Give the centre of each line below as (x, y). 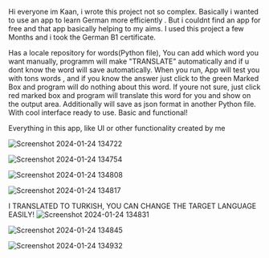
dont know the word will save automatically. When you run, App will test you (134, 70)
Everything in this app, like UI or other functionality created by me (117, 128)
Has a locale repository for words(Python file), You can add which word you (134, 53)
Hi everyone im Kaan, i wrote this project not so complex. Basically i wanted (134, 12)
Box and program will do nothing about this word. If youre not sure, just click (134, 87)
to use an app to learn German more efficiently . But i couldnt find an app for (134, 20)
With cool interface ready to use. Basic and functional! (98, 113)
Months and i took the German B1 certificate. (82, 37)
